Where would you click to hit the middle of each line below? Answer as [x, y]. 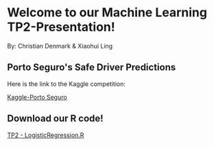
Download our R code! [56, 118]
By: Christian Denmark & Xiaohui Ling [60, 46]
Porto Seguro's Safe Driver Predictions [92, 67]
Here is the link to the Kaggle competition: [66, 84]
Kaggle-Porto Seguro [37, 97]
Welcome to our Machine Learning [107, 13]
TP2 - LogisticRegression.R [46, 135]
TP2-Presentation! [61, 27]
